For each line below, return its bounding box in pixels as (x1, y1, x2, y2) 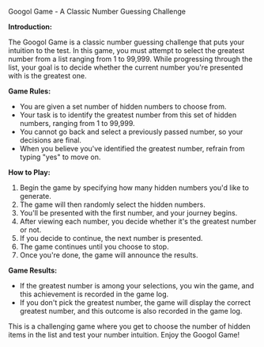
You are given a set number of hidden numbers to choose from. (19, 102, 227, 111)
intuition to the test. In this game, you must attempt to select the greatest (8, 46, 245, 55)
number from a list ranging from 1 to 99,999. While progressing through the (8, 55, 253, 63)
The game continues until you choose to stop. (19, 242, 169, 251)
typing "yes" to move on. (19, 152, 101, 162)
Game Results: (8, 265, 58, 275)
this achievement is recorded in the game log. (19, 289, 169, 299)
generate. (19, 192, 51, 200)
